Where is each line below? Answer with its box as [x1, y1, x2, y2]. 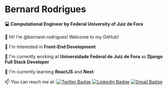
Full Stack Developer [5, 59, 49, 65]
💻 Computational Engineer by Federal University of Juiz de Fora [5, 21, 144, 27]
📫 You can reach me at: [5, 79, 55, 85]
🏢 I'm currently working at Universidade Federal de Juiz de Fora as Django [5, 54, 163, 60]
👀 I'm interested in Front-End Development [5, 44, 96, 50]
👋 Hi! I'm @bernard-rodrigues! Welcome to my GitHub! [5, 34, 119, 40]
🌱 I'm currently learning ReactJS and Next [5, 69, 94, 75]
